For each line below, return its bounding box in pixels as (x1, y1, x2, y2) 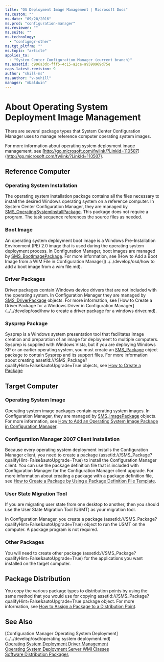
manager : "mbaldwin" (5, 80, 47, 85)
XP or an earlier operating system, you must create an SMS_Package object (5, 347, 158, 353)
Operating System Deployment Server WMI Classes (5, 646, 109, 652)
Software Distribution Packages (5, 651, 69, 658)
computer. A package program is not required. (5, 527, 98, 532)
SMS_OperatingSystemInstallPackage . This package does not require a (5, 209, 148, 215)
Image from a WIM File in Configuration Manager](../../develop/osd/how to (5, 258, 155, 264)
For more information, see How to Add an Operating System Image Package (5, 418, 158, 424)
